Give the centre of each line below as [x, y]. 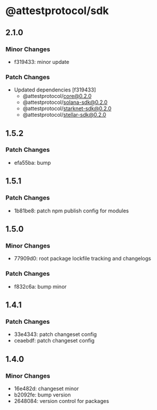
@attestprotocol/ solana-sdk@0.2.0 [65, 102]
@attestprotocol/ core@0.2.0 [57, 96]
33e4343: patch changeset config [55, 334]
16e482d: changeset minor [46, 388]
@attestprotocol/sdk [57, 11]
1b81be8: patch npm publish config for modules [71, 211]
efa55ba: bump [32, 162]
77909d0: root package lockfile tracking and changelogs [83, 259]
